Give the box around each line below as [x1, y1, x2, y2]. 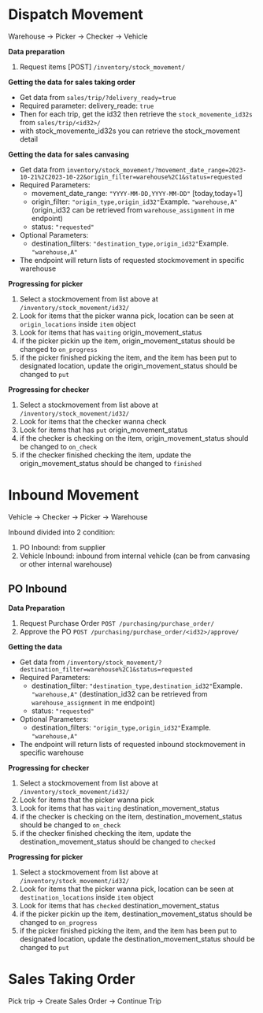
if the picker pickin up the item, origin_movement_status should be [19, 336, 235, 346]
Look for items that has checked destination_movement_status [19, 900, 220, 910]
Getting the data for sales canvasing [8, 150, 130, 159]
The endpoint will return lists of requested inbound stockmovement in [19, 739, 246, 749]
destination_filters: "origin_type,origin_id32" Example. [31, 723, 211, 732]
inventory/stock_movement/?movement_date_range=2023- [66, 166, 246, 174]
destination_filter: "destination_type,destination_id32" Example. [31, 681, 243, 690]
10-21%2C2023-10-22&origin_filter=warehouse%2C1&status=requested [19, 173, 243, 181]
